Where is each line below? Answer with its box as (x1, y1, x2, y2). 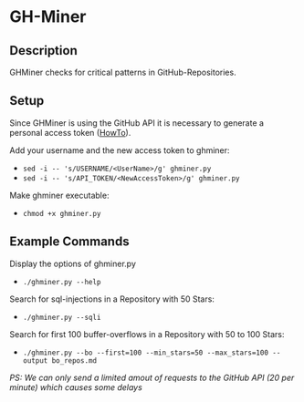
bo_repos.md (51, 356, 98, 366)
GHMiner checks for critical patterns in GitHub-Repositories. (9, 67, 236, 77)
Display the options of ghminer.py (9, 258, 137, 269)
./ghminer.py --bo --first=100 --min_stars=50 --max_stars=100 (22, 348, 269, 357)
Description (9, 43, 78, 58)
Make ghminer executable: (9, 190, 110, 201)
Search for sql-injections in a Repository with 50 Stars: (9, 294, 215, 304)
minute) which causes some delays (9, 381, 143, 393)
